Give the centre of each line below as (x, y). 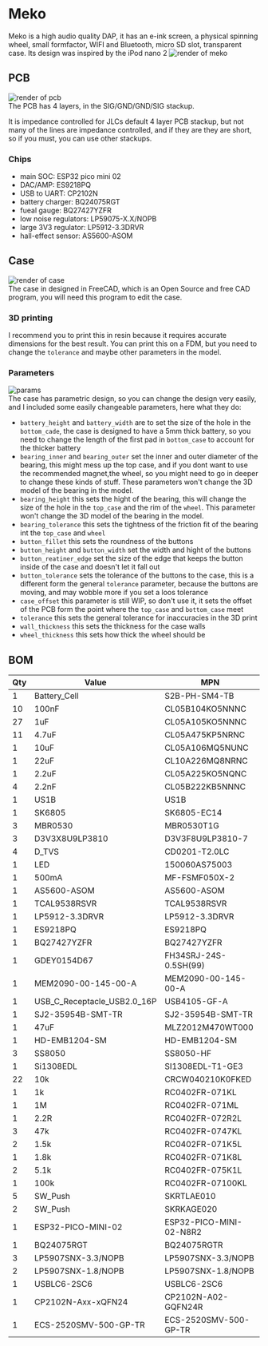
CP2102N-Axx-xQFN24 (81, 1302)
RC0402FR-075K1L (203, 1170)
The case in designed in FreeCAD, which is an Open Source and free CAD (129, 288)
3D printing (31, 318)
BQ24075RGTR (194, 1245)
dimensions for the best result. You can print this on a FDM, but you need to (133, 343)
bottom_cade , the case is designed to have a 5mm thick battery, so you (135, 431)
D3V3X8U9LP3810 (71, 839)
